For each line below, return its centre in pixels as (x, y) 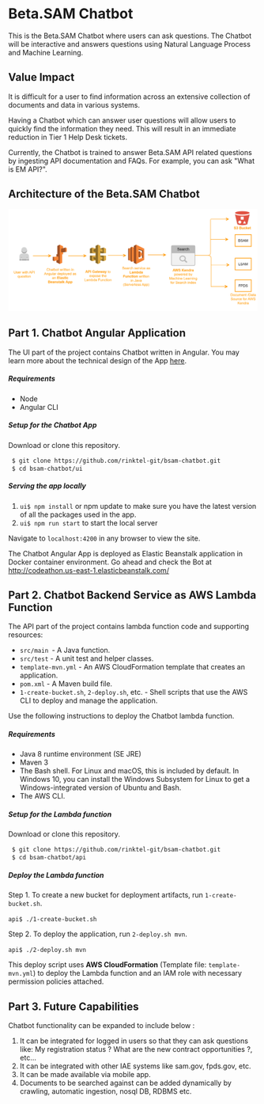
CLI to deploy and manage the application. (89, 700)
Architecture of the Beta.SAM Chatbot (104, 194)
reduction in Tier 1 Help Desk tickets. (68, 137)
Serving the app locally (47, 486)
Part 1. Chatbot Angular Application (97, 333)
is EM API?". (28, 169)
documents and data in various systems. (74, 104)
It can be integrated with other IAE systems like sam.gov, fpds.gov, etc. (135, 1066)
